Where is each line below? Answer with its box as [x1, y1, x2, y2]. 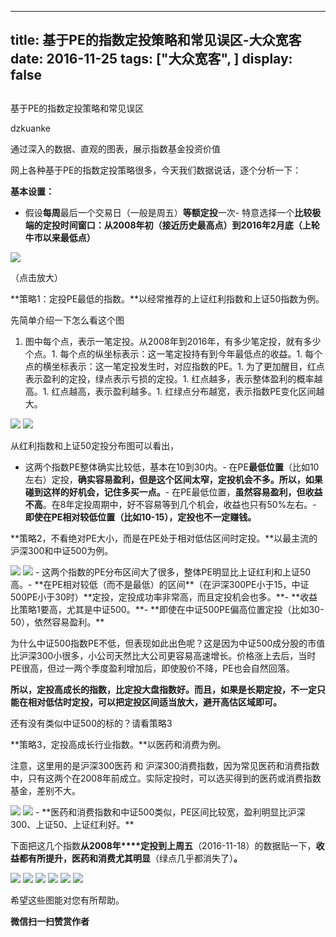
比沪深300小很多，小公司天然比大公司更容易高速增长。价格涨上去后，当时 [10, 649, 317, 661]
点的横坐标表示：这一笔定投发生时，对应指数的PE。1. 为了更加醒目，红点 [24, 360, 325, 372]
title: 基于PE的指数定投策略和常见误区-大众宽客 [10, 32, 302, 49]
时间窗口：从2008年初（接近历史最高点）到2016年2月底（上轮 [59, 219, 320, 231]
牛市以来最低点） [24, 231, 96, 243]
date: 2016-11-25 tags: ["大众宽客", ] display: [10, 51, 293, 68]
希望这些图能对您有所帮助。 [10, 894, 125, 906]
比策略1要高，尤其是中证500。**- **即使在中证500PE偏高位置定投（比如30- [10, 603, 325, 615]
